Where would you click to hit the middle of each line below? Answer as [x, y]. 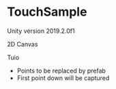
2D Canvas [23, 44]
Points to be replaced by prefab [61, 71]
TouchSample [47, 12]
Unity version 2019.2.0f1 [41, 31]
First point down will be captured [63, 78]
